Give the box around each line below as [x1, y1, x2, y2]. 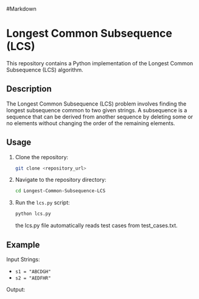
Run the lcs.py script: [15, 199, 70, 206]
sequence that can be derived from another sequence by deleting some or [6, 113, 194, 120]
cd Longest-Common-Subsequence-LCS [15, 188, 106, 194]
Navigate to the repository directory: [15, 176, 106, 184]
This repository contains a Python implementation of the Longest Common [6, 59, 194, 67]
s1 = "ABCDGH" [15, 268, 51, 275]
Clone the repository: [15, 153, 69, 160]
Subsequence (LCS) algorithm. [6, 66, 83, 73]
